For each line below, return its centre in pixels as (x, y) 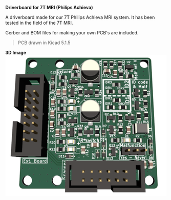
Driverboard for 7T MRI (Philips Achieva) (49, 7)
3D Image (16, 53)
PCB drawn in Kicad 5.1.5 (44, 43)
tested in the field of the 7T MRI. (39, 23)
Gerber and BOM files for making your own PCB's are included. (72, 33)
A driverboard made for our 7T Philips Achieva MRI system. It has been (80, 17)
